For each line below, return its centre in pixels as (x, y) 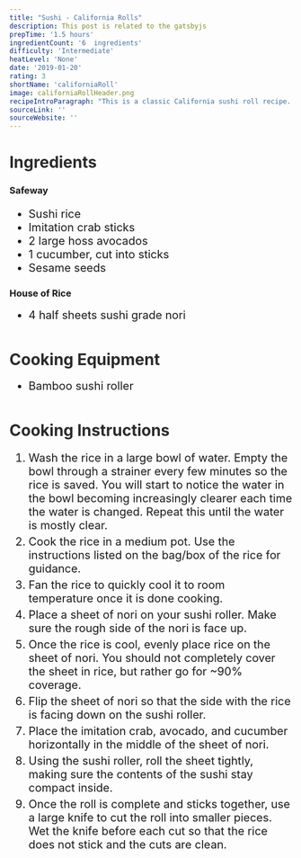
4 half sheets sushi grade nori (107, 315)
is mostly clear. (68, 526)
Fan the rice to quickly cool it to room (127, 585)
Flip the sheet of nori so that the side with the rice (159, 702)
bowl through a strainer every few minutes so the (158, 472)
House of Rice (40, 293)
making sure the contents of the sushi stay (141, 775)
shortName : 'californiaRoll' (64, 85)
